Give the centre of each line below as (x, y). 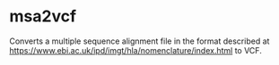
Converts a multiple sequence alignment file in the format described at (139, 41)
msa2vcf (43, 16)
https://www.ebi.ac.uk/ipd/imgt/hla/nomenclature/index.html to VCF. (135, 50)
